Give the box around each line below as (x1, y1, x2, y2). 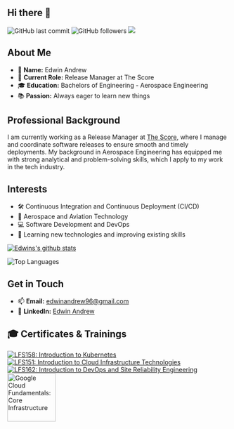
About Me (7, 47, 51, 59)
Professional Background (7, 114, 121, 126)
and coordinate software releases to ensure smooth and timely (7, 140, 189, 149)
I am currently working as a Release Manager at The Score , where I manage (7, 133, 227, 141)
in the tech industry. (7, 163, 65, 171)
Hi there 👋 (7, 7, 51, 19)
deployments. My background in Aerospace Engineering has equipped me (7, 148, 223, 157)
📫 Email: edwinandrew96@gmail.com (17, 297, 129, 305)
